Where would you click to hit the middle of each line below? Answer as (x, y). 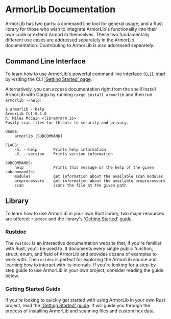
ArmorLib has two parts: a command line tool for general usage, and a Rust (84, 24)
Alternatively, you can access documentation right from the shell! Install (81, 89)
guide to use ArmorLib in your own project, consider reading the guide (90, 270)
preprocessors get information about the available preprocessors (90, 181)
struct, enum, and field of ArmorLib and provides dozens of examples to (81, 254)
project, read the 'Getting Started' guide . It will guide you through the (78, 306)
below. (12, 276)
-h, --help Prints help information (60, 149)
